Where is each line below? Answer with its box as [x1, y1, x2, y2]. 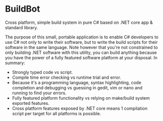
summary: [5, 60, 25, 66]
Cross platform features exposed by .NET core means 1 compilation [12, 105, 147, 111]
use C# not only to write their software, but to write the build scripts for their [5, 39, 158, 45]
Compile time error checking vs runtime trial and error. [12, 74, 122, 80]
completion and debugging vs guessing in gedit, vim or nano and [12, 85, 143, 90]
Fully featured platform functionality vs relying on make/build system [12, 95, 150, 101]
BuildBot [5, 3, 40, 15]
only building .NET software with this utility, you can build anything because [5, 50, 157, 55]
